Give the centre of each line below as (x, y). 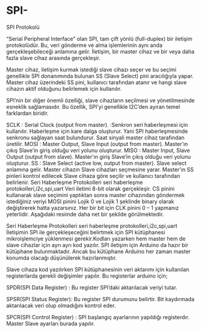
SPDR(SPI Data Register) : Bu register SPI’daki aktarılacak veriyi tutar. (92, 287)
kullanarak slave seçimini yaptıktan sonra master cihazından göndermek (96, 195)
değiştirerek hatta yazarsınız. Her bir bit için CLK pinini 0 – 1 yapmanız (93, 207)
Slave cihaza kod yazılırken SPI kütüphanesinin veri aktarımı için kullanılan (98, 269)
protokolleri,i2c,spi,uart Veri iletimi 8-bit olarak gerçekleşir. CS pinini (90, 188)
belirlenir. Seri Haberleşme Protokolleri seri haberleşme (75, 182)
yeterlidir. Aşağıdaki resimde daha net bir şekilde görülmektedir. (85, 214)
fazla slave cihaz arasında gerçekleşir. (53, 58)
